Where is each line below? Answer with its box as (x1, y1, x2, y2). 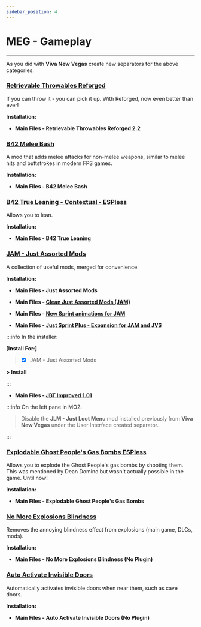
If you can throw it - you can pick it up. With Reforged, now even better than (6, 95, 193, 102)
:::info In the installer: (6, 333, 58, 340)
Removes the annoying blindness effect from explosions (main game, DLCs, (6, 526, 193, 533)
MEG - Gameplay (6, 34, 92, 48)
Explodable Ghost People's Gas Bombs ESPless (6, 448, 147, 456)
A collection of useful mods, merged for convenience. (6, 263, 139, 271)
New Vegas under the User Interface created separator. (20, 421, 159, 428)
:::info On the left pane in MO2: (6, 403, 82, 410)
